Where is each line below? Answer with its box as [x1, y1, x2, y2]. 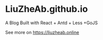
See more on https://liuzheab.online [5, 29, 79, 35]
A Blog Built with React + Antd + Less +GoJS [5, 20, 98, 26]
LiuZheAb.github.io [5, 3, 88, 15]
